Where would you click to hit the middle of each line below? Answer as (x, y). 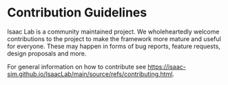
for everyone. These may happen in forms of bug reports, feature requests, (114, 46)
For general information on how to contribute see (77, 66)
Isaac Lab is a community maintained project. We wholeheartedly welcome (113, 32)
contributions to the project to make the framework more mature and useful (114, 38)
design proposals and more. (47, 53)
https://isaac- (167, 66)
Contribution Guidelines (77, 13)
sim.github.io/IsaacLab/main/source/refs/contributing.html (90, 74)
